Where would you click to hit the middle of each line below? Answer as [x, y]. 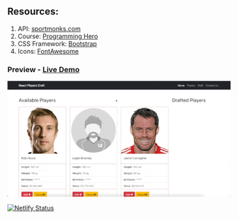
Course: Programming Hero [58, 36]
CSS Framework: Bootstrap [57, 43]
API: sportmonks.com [49, 28]
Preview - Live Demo [44, 69]
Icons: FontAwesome [48, 51]
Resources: [33, 12]
